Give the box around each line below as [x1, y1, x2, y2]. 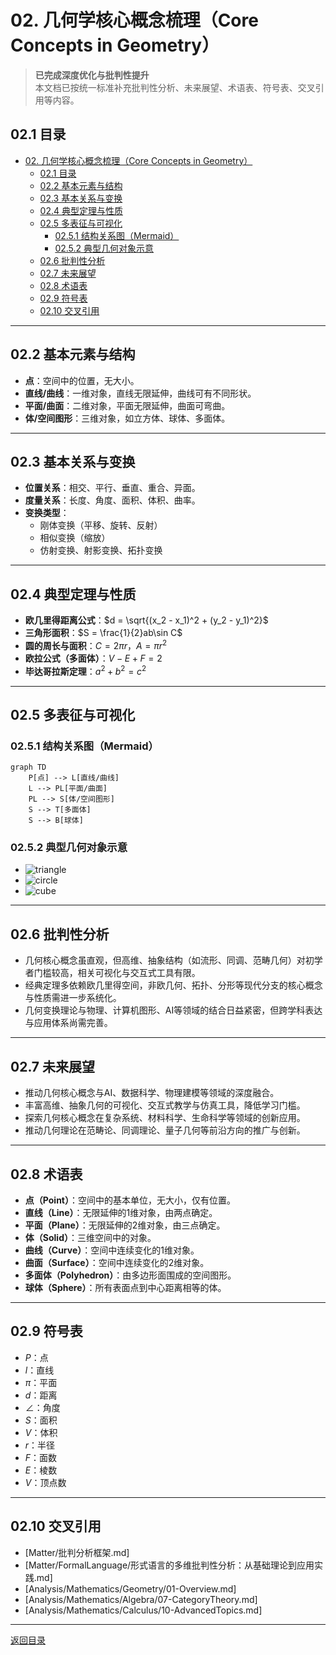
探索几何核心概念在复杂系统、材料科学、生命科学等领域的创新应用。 [24, 1112, 306, 1124]
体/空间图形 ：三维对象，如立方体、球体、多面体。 [24, 412, 231, 424]
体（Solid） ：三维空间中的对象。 [24, 1231, 157, 1243]
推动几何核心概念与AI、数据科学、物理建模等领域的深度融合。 [24, 1087, 280, 1099]
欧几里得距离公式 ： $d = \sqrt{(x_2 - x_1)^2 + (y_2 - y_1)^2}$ [24, 614, 269, 626]
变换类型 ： [24, 507, 70, 519]
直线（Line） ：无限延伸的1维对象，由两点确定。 [24, 1206, 218, 1218]
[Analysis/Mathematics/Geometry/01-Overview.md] [24, 1582, 237, 1595]
